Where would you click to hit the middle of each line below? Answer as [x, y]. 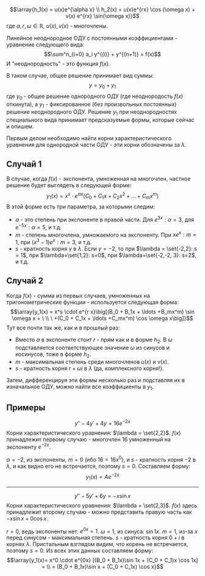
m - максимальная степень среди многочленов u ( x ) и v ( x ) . [92, 362]
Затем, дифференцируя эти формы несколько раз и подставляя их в [95, 380]
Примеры [26, 408]
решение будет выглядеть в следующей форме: [69, 185]
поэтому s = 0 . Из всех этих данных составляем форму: [80, 551]
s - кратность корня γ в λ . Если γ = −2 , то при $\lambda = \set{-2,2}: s [106, 249]
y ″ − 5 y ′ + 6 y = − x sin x [103, 496]
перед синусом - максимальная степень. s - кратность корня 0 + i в [95, 537]
